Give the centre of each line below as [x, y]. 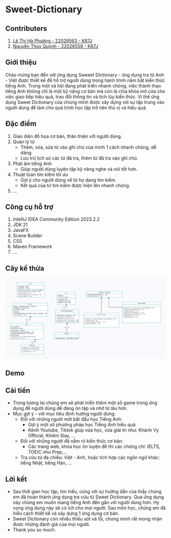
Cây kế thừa [25, 268]
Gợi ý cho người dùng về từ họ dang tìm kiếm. [68, 180]
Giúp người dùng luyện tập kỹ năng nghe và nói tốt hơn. [79, 169]
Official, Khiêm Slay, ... [52, 436]
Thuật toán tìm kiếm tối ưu [40, 174]
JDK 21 [20, 225]
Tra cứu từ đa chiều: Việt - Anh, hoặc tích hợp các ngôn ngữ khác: [90, 458]
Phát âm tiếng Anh [32, 164]
